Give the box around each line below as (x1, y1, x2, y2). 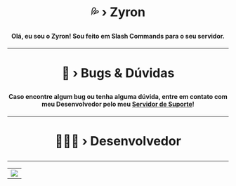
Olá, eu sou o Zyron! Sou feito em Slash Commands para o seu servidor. (11, 32, 225, 41)
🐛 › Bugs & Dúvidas (61, 65, 175, 81)
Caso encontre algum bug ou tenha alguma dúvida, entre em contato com (8, 92, 228, 100)
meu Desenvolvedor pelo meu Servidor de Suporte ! (41, 100, 195, 108)
